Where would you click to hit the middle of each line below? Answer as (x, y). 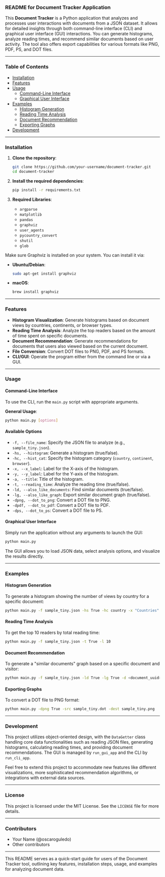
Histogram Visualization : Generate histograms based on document (81, 320)
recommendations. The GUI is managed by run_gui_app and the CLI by (76, 752)
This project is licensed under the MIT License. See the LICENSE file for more (82, 806)
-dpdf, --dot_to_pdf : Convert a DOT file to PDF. (61, 505)
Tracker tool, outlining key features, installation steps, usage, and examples (81, 864)
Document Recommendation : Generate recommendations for (75, 341)
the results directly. (25, 556)
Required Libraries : (32, 199)
